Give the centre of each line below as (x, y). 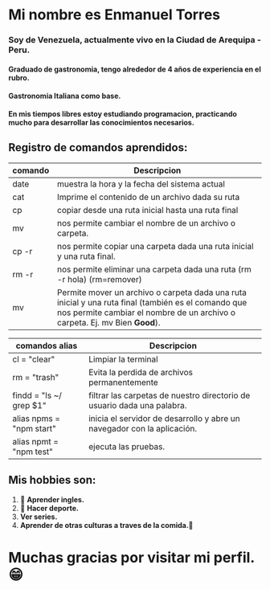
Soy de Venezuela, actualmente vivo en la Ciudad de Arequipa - (135, 40)
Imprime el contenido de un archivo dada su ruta (148, 197)
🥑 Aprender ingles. (52, 499)
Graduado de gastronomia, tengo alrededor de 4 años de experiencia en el (135, 69)
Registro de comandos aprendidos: (98, 147)
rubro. (19, 77)
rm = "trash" (36, 377)
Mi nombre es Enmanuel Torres (115, 15)
